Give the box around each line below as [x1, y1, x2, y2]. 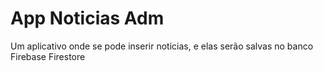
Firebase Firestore [10, 50, 86, 62]
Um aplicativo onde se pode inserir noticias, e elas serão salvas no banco [10, 40, 314, 52]
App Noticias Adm [10, 7, 165, 30]
